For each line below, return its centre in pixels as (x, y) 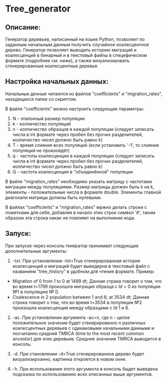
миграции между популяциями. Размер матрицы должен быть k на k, (80, 186)
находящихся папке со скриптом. (41, 99)
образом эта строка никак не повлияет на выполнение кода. (70, 218)
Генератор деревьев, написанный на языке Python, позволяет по (75, 39)
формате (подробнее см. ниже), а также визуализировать (67, 60)
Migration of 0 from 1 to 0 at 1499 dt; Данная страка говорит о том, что (87, 281)
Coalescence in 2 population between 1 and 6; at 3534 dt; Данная (80, 297)
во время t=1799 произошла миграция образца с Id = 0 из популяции (86, 286)
